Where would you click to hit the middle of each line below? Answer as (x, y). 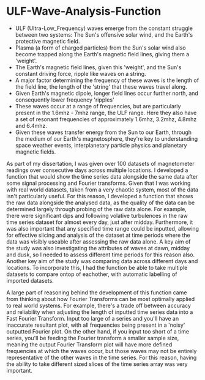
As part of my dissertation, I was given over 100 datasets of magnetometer (100, 163)
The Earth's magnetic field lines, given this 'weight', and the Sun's (98, 67)
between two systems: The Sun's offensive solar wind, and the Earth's (104, 34)
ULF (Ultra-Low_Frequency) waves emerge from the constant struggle (104, 28)
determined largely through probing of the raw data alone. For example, (96, 209)
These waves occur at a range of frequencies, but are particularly (98, 106)
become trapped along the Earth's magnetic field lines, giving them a (102, 54)
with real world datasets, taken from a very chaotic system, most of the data (102, 189)
